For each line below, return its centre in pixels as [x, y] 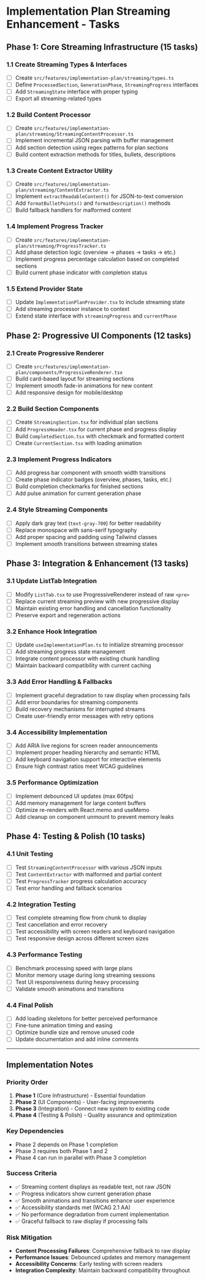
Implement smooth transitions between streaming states [86, 543]
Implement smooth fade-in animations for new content [84, 386]
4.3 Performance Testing [44, 955]
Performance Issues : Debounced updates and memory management [103, 1257]
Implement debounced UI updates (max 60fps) [74, 796]
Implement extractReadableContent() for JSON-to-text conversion [99, 196]
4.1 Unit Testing [30, 854]
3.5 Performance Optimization [52, 783]
